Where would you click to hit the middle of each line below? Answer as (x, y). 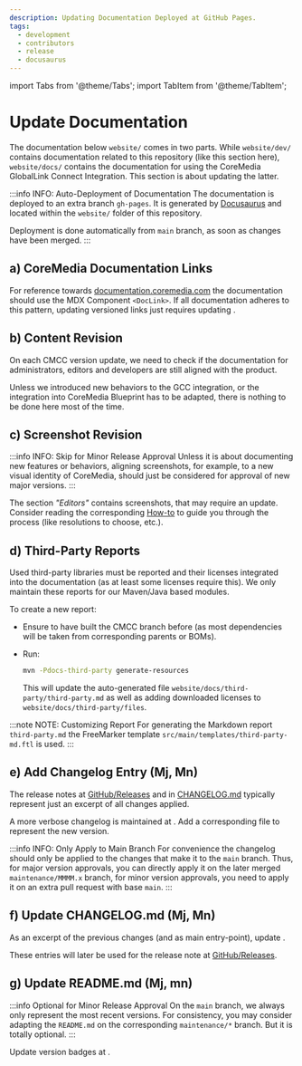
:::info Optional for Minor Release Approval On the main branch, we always (147, 1005)
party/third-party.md (63, 698)
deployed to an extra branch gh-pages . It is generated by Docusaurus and (146, 203)
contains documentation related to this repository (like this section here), (145, 157)
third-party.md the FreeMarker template (85, 735)
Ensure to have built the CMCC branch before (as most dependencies (152, 627)
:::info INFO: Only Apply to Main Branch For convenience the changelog (142, 849)
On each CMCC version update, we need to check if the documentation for (149, 360)
